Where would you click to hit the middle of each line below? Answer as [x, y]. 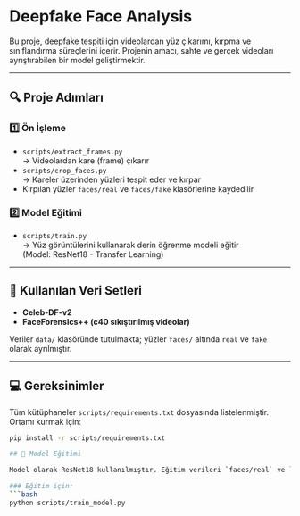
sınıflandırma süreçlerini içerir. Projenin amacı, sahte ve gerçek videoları [142, 50]
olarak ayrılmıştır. [41, 348]
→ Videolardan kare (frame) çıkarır [86, 160]
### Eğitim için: [42, 487]
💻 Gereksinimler [57, 386]
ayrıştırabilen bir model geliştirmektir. [77, 60]
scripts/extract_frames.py [72, 152]
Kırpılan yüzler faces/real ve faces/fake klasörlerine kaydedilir [138, 188]
